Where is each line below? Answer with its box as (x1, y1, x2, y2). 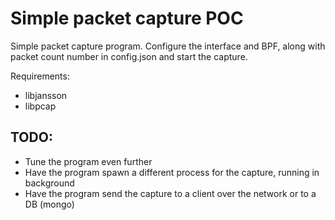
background (24, 177, 75, 189)
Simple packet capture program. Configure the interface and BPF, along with (10, 40, 326, 52)
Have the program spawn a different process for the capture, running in (24, 166, 320, 178)
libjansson (24, 89, 68, 101)
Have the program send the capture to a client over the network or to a (24, 187, 317, 199)
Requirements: (10, 70, 70, 82)
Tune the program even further (24, 155, 153, 167)
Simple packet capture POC (10, 7, 244, 30)
